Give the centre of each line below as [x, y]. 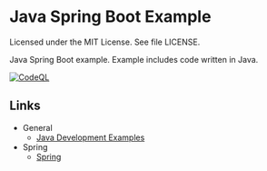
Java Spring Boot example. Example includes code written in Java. [134, 59]
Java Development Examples [90, 137]
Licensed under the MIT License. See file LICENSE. [105, 42]
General [37, 127]
